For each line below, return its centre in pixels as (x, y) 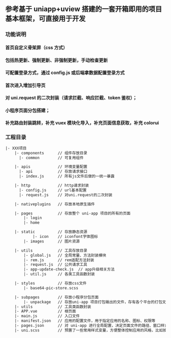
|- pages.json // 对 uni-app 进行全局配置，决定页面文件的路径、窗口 (88, 326)
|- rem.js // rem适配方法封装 (59, 260)
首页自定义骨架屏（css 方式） (36, 47)
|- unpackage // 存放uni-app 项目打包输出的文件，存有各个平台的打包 (93, 302)
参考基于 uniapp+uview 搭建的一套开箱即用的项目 (84, 9)
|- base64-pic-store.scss (51, 288)
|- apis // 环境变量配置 (51, 167)
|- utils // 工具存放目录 (51, 251)
